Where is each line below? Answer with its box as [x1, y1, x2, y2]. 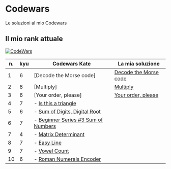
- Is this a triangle [34, 99, 76, 107]
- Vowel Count [34, 147, 69, 154]
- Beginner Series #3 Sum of [34, 116, 103, 123]
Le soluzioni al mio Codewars [5, 20, 67, 26]
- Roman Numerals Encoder [34, 155, 101, 162]
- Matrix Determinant [34, 130, 85, 138]
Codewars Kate [52, 60, 91, 67]
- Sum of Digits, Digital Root [34, 108, 101, 115]
